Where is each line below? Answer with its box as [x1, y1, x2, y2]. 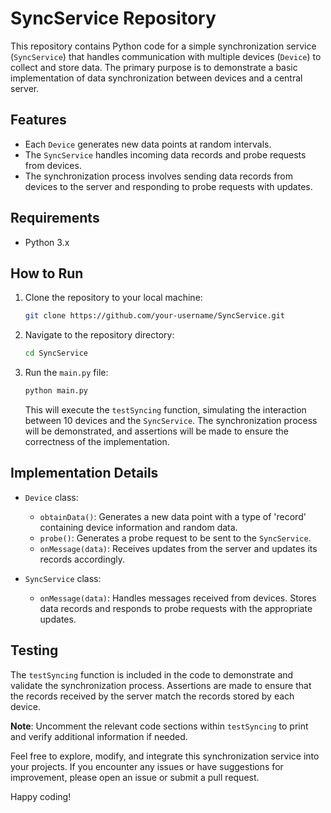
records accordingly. [39, 553, 125, 565]
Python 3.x [24, 236, 70, 248]
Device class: [24, 491, 79, 503]
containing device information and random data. [39, 521, 238, 533]
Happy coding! [10, 790, 72, 802]
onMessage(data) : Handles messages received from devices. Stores [39, 592, 317, 604]
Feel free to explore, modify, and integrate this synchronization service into [10, 750, 320, 762]
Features [10, 112, 67, 129]
